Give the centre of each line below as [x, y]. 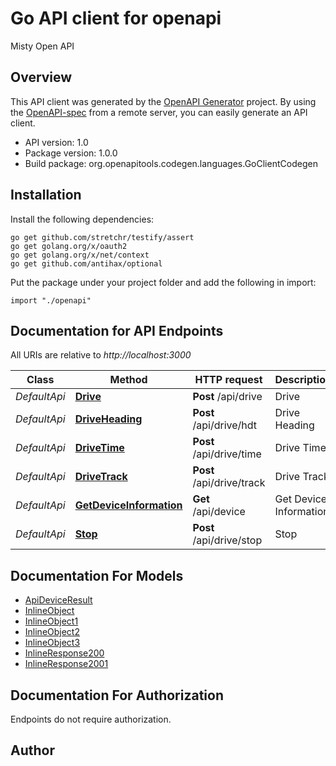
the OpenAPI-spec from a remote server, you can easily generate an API [159, 112]
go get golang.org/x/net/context [80, 255]
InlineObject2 [52, 632]
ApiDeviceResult [58, 600]
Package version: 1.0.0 [71, 153]
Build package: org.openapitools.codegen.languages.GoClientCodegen [171, 163]
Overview [41, 77]
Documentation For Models [97, 575]
